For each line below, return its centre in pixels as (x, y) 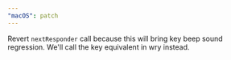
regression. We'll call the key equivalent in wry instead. (99, 47)
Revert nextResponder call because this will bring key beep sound (115, 38)
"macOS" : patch (33, 16)
